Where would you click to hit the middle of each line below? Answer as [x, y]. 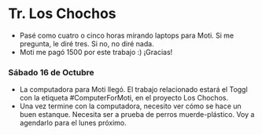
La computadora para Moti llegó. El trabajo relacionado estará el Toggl [133, 89]
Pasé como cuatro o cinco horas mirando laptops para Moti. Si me [127, 35]
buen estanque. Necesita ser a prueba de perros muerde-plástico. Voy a [137, 115]
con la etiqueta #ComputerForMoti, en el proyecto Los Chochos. [124, 98]
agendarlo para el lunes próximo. [73, 123]
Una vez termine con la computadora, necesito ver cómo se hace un [130, 106]
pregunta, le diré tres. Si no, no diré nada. [87, 43]
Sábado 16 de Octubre [51, 72]
